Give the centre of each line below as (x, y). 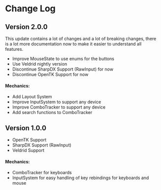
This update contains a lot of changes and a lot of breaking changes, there (81, 38)
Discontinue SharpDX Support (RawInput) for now (63, 69)
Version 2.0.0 (26, 27)
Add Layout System (32, 97)
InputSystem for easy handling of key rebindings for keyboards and (80, 178)
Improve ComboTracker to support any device (59, 107)
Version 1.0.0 (26, 128)
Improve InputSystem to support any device (57, 102)
